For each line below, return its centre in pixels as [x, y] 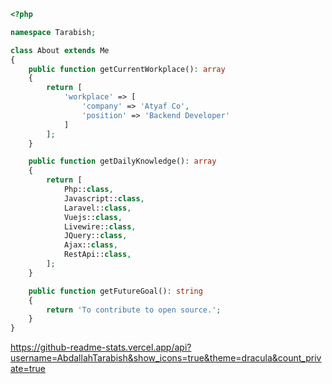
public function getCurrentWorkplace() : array [127, 69]
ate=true [28, 369]
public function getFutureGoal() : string [115, 291]
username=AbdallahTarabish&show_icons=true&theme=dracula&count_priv [166, 358]
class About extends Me [60, 50]
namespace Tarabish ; [53, 32]
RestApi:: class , [97, 255]
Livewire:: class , [100, 226]
